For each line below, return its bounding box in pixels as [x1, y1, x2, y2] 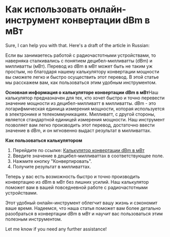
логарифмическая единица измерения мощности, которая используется [5, 105, 165, 112]
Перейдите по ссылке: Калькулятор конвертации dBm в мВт [12, 147, 144, 153]
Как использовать [5, 4, 88, 15]
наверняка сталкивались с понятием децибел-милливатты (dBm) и [5, 57, 153, 63]
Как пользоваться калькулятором [5, 137, 83, 143]
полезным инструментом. [5, 216, 62, 222]
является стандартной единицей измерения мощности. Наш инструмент [5, 116, 165, 122]
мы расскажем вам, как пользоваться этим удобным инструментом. [5, 79, 157, 85]
